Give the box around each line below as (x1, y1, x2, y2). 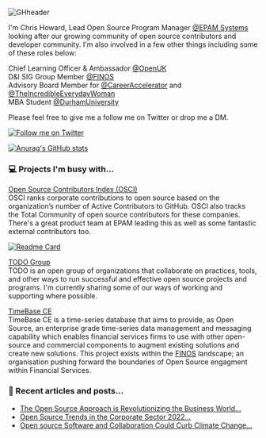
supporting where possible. (8, 291, 97, 301)
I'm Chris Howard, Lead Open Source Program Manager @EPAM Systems (8, 23, 249, 32)
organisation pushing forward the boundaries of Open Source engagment (8, 357, 248, 367)
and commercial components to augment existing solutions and (32, 340, 240, 350)
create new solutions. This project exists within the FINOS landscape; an (8, 349, 244, 359)
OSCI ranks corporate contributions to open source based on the (8, 193, 220, 202)
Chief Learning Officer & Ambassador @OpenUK (8, 63, 167, 73)
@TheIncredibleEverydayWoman (8, 89, 116, 98)
